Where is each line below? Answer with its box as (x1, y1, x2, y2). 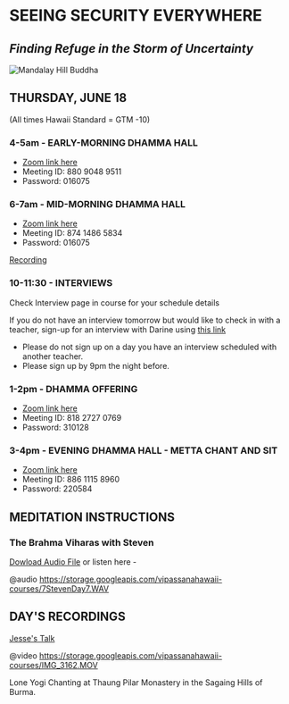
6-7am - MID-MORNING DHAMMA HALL (9, 198, 186, 211)
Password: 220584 (21, 483, 93, 494)
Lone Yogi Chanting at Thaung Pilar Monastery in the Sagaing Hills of (9, 676, 263, 688)
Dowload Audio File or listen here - (9, 556, 136, 567)
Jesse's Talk (9, 633, 55, 643)
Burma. (9, 686, 37, 697)
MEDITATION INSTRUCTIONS (9, 509, 176, 524)
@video (9, 650, 37, 661)
